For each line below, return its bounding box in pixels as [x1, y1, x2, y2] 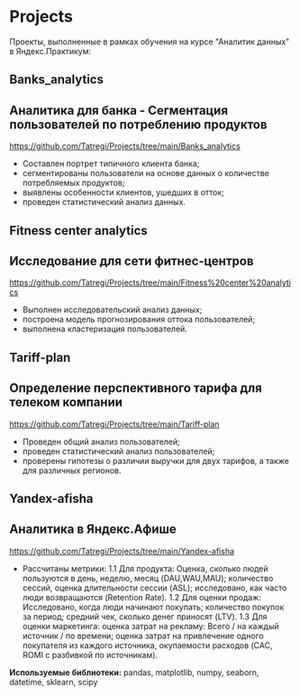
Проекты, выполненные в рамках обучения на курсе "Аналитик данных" [9, 36, 290, 47]
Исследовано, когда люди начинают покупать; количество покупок [22, 601, 285, 612]
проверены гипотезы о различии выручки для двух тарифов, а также [22, 455, 290, 466]
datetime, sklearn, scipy [9, 676, 98, 687]
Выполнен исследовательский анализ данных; [22, 304, 203, 315]
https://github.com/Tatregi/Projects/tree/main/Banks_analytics [9, 141, 241, 152]
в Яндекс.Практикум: [9, 45, 92, 56]
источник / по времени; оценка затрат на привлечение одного [22, 630, 264, 641]
